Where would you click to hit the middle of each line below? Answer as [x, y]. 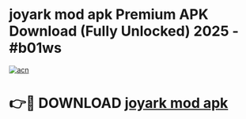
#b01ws [36, 48]
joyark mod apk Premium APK [109, 15]
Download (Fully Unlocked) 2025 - [124, 31]
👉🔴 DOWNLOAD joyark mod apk [119, 103]
